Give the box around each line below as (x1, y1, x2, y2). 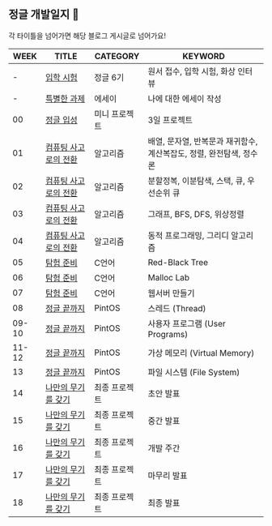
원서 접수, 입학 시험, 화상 (147, 66, 236, 77)
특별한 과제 (45, 92, 86, 104)
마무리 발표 (147, 469, 188, 481)
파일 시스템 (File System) (147, 366, 240, 378)
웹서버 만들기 (147, 287, 196, 298)
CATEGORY (94, 50, 140, 62)
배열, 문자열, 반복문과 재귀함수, (147, 135, 258, 147)
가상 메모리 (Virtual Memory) (147, 347, 255, 358)
